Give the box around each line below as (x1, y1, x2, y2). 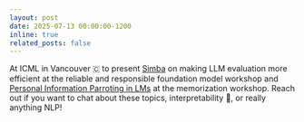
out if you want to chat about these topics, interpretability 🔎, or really (9, 92, 266, 104)
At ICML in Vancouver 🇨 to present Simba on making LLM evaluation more (9, 63, 288, 74)
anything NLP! (9, 102, 63, 113)
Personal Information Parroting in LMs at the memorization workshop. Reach (9, 83, 295, 94)
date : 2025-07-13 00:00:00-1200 (9, 22, 132, 31)
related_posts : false (9, 38, 92, 48)
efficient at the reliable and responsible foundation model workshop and (9, 73, 279, 84)
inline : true (9, 30, 59, 39)
